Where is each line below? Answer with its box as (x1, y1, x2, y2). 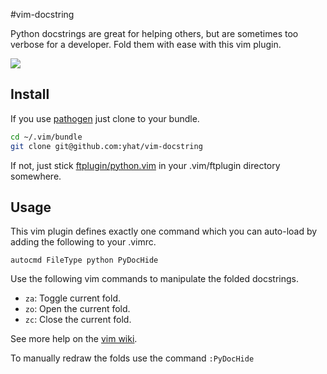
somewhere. (10, 170, 62, 182)
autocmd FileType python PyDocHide (10, 255, 159, 266)
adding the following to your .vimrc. (10, 236, 157, 248)
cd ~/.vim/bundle (10, 132, 83, 142)
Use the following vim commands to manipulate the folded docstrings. (10, 273, 299, 285)
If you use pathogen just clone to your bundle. (10, 112, 200, 124)
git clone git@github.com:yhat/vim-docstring (10, 141, 203, 151)
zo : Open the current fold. (24, 303, 131, 315)
